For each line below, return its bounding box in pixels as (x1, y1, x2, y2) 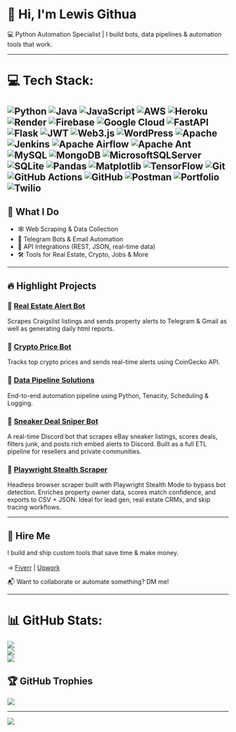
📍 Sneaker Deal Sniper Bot (7, 416, 98, 426)
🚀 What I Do (7, 206, 60, 218)
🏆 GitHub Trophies (7, 675, 93, 687)
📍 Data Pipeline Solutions (7, 375, 95, 385)
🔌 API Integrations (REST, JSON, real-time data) (17, 242, 156, 251)
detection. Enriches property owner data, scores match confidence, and (7, 488, 216, 497)
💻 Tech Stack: (7, 73, 94, 88)
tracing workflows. (7, 503, 62, 512)
